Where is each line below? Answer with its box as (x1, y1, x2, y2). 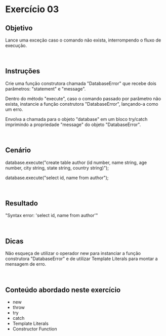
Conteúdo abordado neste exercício (5, 285, 121, 294)
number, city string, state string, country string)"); (5, 164, 109, 171)
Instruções (5, 67, 40, 75)
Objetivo (5, 24, 33, 32)
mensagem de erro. (5, 261, 47, 267)
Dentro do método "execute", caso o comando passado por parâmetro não (5, 95, 161, 102)
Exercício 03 (5, 4, 59, 15)
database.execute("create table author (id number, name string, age (5, 159, 147, 165)
